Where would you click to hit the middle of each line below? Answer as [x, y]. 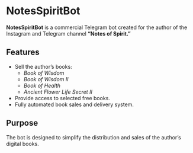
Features [23, 52]
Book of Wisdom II [46, 79]
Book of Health [42, 85]
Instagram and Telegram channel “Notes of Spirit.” [69, 33]
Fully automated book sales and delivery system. [74, 104]
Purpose [22, 123]
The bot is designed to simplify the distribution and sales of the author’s [94, 137]
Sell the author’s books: [43, 66]
